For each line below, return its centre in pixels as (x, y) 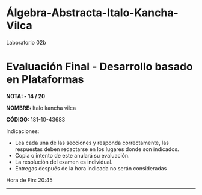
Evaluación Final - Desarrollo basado (100, 67)
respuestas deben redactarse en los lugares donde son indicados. (97, 149)
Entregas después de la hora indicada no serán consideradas (91, 168)
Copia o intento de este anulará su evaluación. (72, 155)
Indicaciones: (23, 131)
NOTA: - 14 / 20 (26, 96)
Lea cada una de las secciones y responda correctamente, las (92, 143)
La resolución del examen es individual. (64, 162)
